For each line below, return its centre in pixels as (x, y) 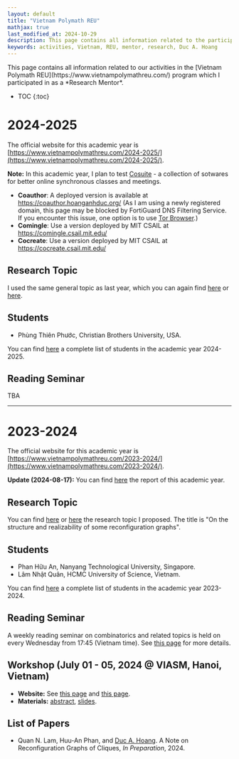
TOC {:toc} (33, 96)
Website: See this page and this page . (74, 693)
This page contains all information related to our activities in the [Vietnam (115, 67)
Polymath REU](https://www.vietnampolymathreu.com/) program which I (114, 75)
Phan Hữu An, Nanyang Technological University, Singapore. (106, 567)
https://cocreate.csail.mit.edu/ (62, 248)
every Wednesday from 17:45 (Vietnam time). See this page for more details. (119, 643)
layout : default (31, 14)
